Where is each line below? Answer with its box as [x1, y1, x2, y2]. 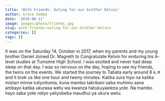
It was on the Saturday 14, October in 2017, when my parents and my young [5, 48, 158, 54]
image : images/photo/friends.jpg [5, 21, 74, 26]
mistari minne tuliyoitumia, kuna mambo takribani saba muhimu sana [5, 79, 144, 85]
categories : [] [5, 30, 36, 35]
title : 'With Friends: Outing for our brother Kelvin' [5, 7, 120, 12]
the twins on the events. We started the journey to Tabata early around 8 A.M [5, 69, 160, 75]
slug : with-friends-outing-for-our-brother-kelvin [5, 26, 111, 31]
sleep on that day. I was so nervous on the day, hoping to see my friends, [5, 64, 154, 69]
